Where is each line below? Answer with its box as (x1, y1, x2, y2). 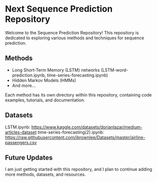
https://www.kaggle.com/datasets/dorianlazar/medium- (31, 124, 143, 130)
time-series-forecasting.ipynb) (47, 72, 108, 78)
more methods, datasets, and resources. (5, 171, 86, 178)
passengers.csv (5, 139, 37, 145)
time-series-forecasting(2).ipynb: (37, 129, 104, 135)
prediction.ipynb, (12, 72, 46, 78)
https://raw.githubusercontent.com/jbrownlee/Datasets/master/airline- (5, 134, 145, 140)
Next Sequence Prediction (5, 3, 113, 15)
